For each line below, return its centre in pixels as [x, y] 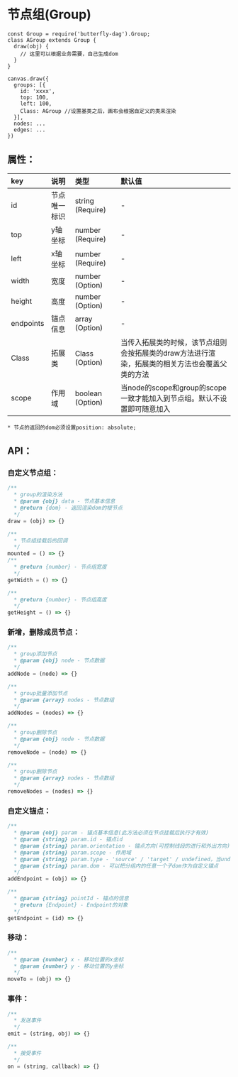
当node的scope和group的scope [173, 388]
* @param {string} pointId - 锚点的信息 [72, 899]
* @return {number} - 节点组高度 [61, 600]
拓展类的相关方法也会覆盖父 [181, 363]
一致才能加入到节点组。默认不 [170, 398]
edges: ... [30, 130]
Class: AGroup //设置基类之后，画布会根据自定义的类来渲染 [98, 111]
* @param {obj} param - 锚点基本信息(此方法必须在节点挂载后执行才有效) [111, 833]
